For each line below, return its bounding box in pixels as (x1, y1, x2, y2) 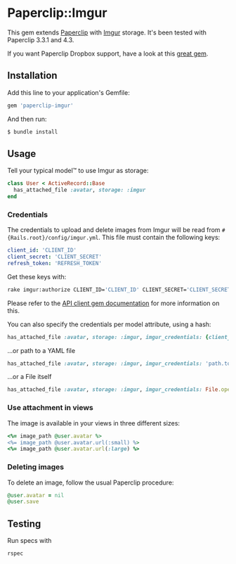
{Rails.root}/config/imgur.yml (7, 234, 99, 242)
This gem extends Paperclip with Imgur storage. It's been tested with (7, 28, 207, 37)
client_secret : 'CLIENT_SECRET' (7, 253, 102, 261)
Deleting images (7, 462, 65, 472)
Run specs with (7, 537, 52, 545)
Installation (7, 70, 58, 82)
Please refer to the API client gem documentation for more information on (7, 299, 220, 307)
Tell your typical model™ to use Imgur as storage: (7, 167, 149, 175)
